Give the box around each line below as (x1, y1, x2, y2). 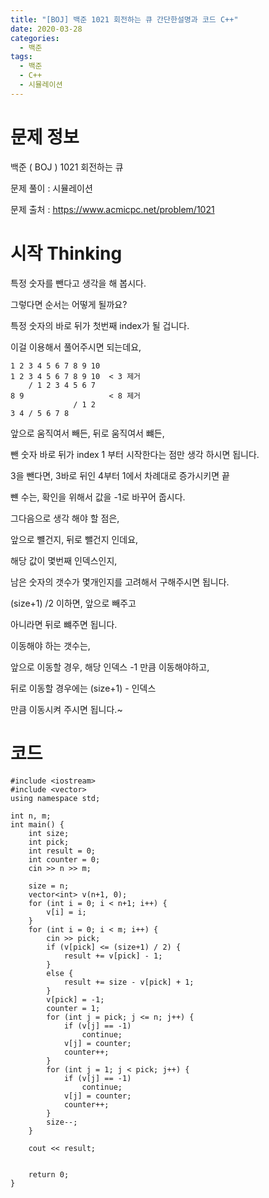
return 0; (28, 1169, 70, 1180)
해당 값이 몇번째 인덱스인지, (10, 554, 118, 566)
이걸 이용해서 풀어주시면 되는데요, (10, 341, 142, 353)
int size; (28, 828, 70, 838)
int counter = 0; (28, 854, 101, 865)
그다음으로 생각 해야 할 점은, (10, 512, 120, 524)
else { (46, 968, 74, 978)
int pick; (28, 837, 70, 847)
